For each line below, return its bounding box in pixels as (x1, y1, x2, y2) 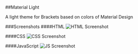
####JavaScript (5, 43, 39, 49)
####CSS (5, 33, 26, 39)
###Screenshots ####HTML (5, 23, 65, 29)
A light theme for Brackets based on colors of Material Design (5, 14, 133, 19)
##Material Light (5, 4, 39, 10)
